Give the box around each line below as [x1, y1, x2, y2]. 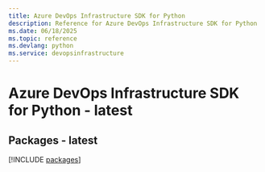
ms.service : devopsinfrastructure [8, 49, 125, 57]
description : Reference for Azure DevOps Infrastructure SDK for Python [8, 19, 258, 27]
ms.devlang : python [8, 42, 74, 50]
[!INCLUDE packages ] [8, 155, 81, 164]
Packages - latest [8, 133, 98, 147]
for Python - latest [8, 102, 133, 120]
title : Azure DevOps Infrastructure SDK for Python [8, 11, 185, 20]
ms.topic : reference [8, 34, 78, 43]
